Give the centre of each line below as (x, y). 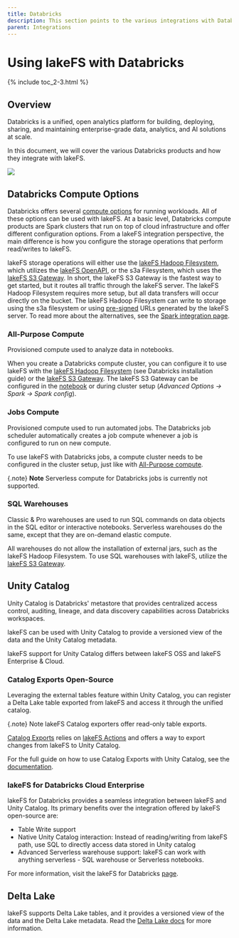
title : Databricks (34, 14)
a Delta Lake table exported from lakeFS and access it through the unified (115, 702)
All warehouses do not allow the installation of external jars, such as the (112, 548)
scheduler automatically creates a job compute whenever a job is (103, 435)
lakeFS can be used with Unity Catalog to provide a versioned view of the (115, 632)
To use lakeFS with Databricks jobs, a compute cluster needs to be (105, 457)
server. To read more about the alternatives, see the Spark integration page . (118, 316)
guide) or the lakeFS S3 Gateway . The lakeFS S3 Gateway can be (103, 379)
